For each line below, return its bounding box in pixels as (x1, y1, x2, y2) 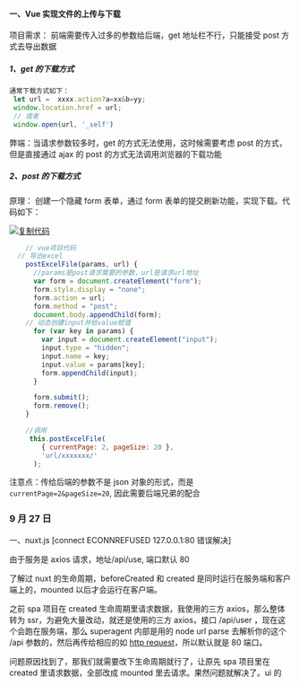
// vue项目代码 (25, 243, 77, 252)
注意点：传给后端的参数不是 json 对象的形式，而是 (9, 477, 194, 488)
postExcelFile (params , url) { (25, 260, 139, 269)
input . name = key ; (41, 351, 110, 361)
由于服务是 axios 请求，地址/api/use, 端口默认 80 (9, 553, 190, 565)
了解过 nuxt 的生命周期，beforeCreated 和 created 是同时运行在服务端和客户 (9, 573, 291, 584)
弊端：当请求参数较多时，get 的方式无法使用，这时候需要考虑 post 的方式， (9, 137, 288, 148)
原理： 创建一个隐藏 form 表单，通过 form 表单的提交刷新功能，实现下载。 (9, 195, 283, 206)
